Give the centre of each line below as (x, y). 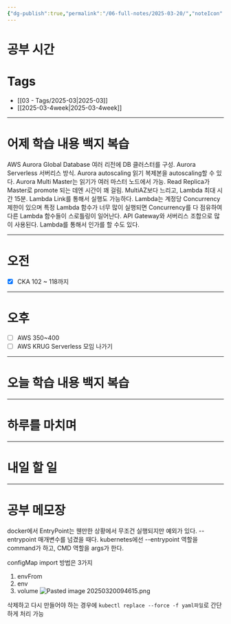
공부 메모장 (36, 510)
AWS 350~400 (38, 338)
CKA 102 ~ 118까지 (43, 281)
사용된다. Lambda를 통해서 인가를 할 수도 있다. (77, 224)
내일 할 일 (32, 468)
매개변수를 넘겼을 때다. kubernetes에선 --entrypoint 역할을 (118, 539)
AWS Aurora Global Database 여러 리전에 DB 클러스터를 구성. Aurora (101, 164)
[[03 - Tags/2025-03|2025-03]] (62, 100)
